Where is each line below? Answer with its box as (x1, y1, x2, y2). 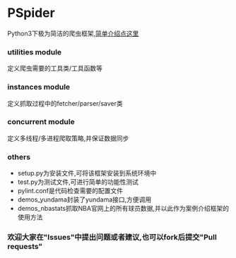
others (7, 152, 30, 161)
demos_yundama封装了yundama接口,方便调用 (17, 195, 152, 204)
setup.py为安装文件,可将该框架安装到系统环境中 (17, 169, 157, 178)
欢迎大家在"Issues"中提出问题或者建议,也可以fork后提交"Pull (7, 233, 217, 242)
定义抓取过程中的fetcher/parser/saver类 (7, 99, 123, 107)
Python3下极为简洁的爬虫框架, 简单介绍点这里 (7, 29, 139, 37)
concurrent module (7, 117, 76, 127)
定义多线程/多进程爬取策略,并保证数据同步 (7, 134, 129, 142)
